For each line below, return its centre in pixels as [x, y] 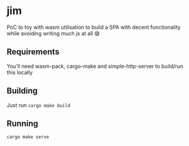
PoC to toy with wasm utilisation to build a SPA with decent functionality [94, 27]
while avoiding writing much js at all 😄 [53, 33]
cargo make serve [28, 137]
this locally [20, 72]
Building [22, 91]
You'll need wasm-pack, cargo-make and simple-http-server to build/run [95, 66]
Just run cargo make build [39, 105]
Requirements [33, 52]
